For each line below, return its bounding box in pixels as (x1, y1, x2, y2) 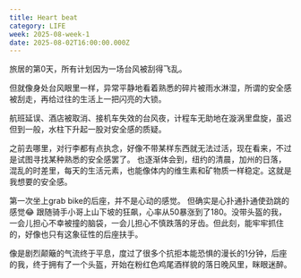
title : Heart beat (9, 13, 78, 22)
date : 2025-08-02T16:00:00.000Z (9, 38, 130, 47)
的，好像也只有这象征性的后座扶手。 (9, 229, 143, 240)
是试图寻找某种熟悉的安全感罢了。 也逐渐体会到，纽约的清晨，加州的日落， (9, 154, 287, 165)
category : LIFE (9, 21, 66, 30)
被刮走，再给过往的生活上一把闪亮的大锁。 (9, 94, 167, 105)
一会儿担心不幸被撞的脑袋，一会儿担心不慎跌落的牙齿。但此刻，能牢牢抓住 (9, 218, 284, 229)
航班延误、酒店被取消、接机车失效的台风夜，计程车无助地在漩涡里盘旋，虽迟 (9, 113, 292, 123)
